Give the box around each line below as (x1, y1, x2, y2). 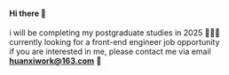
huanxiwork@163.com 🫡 (9, 56, 102, 66)
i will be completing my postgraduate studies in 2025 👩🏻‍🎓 (9, 27, 220, 38)
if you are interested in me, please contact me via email (9, 46, 211, 57)
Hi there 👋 (9, 8, 46, 19)
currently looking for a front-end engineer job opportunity (9, 37, 220, 48)
